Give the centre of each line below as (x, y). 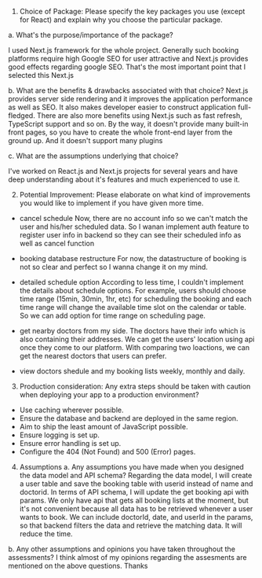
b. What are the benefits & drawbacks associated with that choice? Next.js (128, 90)
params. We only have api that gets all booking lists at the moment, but (134, 500)
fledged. (22, 116)
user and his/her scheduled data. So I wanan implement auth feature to (134, 226)
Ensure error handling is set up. (70, 443)
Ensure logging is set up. (60, 435)
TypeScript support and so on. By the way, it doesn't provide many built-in (128, 124)
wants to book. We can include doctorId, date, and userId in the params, (136, 517)
